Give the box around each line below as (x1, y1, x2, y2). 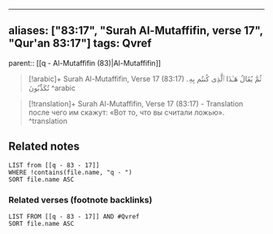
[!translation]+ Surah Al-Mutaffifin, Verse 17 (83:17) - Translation (28, 98, 244, 108)
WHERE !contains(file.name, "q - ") (8, 168, 132, 176)
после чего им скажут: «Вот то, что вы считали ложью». (28, 107, 225, 117)
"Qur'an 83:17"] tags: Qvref (8, 37, 152, 50)
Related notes (8, 140, 80, 154)
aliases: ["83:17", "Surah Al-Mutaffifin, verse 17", (8, 24, 263, 37)
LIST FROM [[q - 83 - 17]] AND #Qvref (8, 212, 140, 220)
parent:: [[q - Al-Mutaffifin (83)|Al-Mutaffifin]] (8, 58, 161, 67)
